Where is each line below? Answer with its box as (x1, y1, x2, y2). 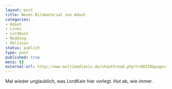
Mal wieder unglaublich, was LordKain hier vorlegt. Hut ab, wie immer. (5, 78, 153, 84)
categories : (5, 17, 31, 22)
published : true (5, 54, 40, 60)
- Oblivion (5, 41, 29, 46)
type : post (5, 50, 29, 55)
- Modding (5, 36, 27, 41)
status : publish (5, 45, 40, 50)
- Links (5, 26, 22, 32)
